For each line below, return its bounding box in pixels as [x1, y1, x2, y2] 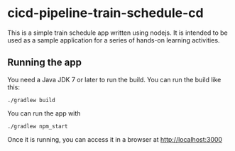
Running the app [7, 57, 82, 69]
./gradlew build [7, 96, 55, 104]
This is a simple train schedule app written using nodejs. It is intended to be [7, 28, 229, 37]
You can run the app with [7, 108, 81, 118]
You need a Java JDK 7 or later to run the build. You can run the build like [7, 75, 222, 84]
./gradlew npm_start [7, 123, 69, 130]
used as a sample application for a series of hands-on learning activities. [7, 35, 220, 44]
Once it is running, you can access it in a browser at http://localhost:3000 [7, 135, 222, 143]
